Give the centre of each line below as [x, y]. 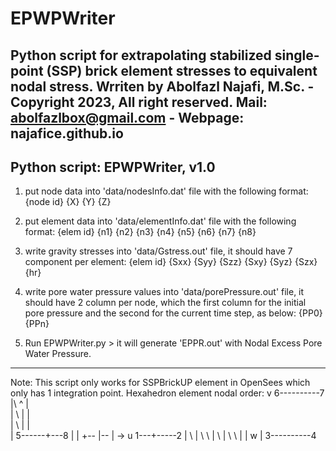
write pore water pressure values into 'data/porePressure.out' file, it [164, 292]
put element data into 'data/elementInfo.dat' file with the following [160, 221]
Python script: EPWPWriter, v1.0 [113, 167]
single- [297, 55]
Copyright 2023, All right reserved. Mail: [139, 102]
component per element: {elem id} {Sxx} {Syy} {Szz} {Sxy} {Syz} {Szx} [171, 262]
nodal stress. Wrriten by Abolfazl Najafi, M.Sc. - [162, 86]
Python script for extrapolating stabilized [141, 55]
